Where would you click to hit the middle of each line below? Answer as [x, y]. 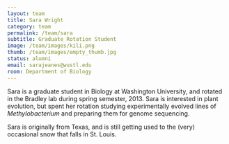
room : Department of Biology [49, 71]
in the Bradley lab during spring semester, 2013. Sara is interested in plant [113, 98]
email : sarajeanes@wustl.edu [49, 65]
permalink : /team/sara [40, 33]
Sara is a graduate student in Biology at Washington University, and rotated [115, 91]
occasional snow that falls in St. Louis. [62, 134]
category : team [29, 26]
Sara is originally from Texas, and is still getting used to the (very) [101, 127]
